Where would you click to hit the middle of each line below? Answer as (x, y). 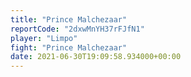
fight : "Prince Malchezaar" (69, 47)
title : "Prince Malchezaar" (69, 19)
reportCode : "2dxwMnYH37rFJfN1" (77, 29)
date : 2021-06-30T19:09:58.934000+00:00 (96, 57)
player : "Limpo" (44, 38)
